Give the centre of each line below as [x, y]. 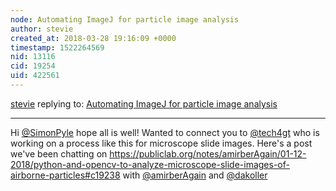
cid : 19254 [33, 66]
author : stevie [42, 29]
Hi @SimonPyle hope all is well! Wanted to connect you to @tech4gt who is [165, 132]
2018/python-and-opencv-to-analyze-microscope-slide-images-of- [150, 164]
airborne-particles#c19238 [65, 175]
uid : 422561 [35, 76]
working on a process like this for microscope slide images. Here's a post [161, 143]
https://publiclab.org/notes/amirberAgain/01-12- [208, 153]
